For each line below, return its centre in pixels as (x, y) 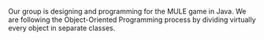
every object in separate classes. (62, 28)
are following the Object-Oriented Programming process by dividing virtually (132, 20)
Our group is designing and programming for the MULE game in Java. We (127, 11)
